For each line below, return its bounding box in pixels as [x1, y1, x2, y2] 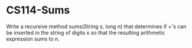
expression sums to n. [6, 35, 60, 42]
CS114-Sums [6, 4, 70, 17]
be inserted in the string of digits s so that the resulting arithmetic [6, 29, 165, 36]
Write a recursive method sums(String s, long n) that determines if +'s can [6, 23, 187, 30]
